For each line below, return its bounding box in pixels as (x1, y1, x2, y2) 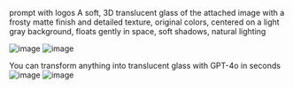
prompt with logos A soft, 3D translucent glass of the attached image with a (9, 8, 285, 18)
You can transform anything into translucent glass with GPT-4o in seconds (9, 61, 281, 70)
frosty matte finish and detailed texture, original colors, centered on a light (9, 17, 281, 27)
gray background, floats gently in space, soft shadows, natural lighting (9, 26, 266, 36)
